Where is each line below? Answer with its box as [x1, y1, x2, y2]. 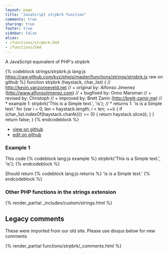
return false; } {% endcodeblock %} [5, 116, 79, 122]
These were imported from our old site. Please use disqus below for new [5, 228, 155, 234]
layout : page [5, 7, 33, 13]
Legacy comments [5, 214, 64, 223]
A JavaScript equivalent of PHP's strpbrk [5, 58, 90, 64]
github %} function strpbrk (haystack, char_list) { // [5, 79, 111, 85]
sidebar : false [5, 31, 37, 36]
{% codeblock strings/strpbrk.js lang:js [5, 68, 86, 74]
